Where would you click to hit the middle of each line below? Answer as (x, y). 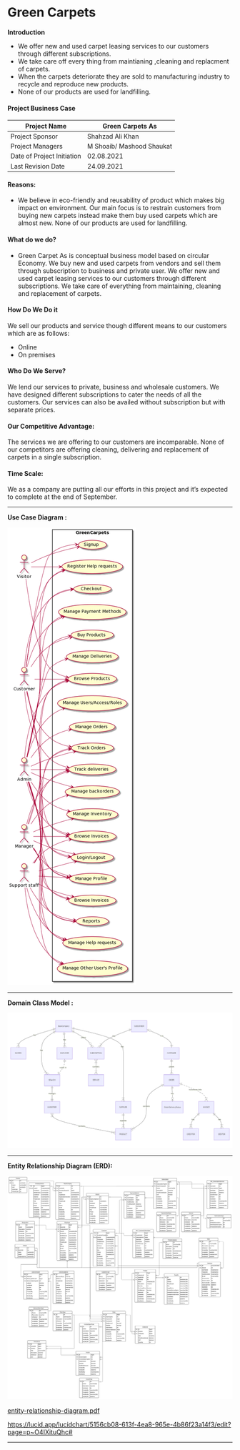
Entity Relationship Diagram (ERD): (60, 1166)
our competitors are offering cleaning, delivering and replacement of (108, 450)
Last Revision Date (38, 166)
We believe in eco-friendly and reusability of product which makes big (121, 200)
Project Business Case (42, 108)
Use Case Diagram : (37, 517)
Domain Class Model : (40, 1003)
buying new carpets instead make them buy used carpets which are (117, 216)
